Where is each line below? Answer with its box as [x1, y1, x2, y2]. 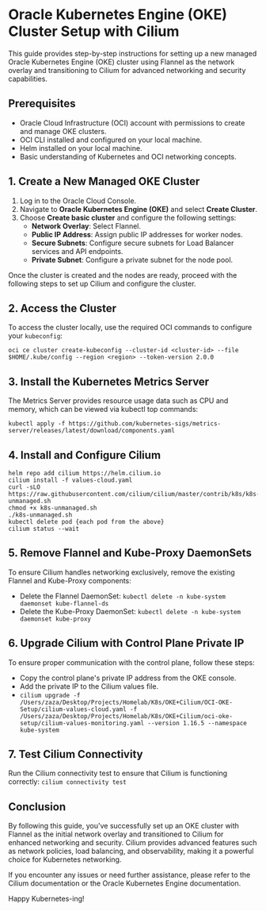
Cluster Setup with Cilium [8, 22, 180, 40]
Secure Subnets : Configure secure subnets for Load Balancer [31, 238, 234, 248]
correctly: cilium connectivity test [8, 777, 127, 786]
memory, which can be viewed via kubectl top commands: [8, 405, 199, 414]
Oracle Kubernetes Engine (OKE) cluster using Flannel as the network [8, 57, 235, 67]
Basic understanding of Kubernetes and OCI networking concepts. [19, 152, 237, 161]
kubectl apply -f [8, 420, 66, 428]
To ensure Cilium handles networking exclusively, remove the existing [8, 567, 235, 577]
